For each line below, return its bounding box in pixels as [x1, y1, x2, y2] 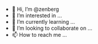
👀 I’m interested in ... [11, 12, 62, 19]
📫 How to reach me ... [11, 32, 67, 38]
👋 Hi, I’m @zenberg [11, 6, 59, 12]
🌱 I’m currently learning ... [11, 18, 75, 25]
